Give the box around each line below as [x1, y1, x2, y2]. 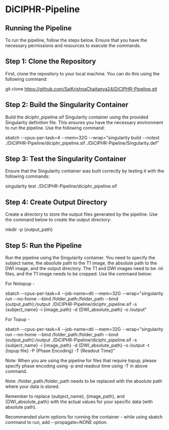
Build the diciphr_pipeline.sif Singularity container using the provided [5, 114, 149, 120]
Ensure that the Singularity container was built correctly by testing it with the [5, 168, 164, 174]
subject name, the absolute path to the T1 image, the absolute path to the [5, 260, 157, 266]
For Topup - [5, 317, 30, 323]
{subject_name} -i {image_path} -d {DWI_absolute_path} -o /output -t [5, 342, 150, 348]
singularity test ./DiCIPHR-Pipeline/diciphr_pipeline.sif [5, 183, 118, 189]
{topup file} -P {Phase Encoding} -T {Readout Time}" [5, 348, 115, 354]
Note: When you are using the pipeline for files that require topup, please [5, 358, 157, 364]
